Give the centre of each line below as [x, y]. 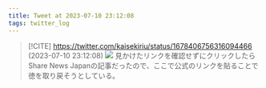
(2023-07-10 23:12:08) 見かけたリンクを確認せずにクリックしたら [142, 55]
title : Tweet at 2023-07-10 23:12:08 [71, 16]
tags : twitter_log [39, 23]
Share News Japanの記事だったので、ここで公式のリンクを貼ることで [143, 66]
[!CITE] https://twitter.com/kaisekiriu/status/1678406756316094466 [140, 46]
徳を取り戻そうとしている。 [74, 75]
